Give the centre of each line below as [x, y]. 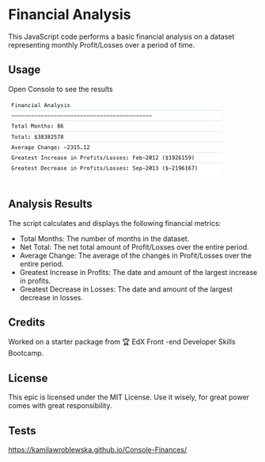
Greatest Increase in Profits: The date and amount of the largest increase [138, 272]
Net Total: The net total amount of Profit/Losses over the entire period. [134, 246]
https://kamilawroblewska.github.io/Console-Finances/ [98, 450]
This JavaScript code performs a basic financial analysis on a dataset [121, 36]
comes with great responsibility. [60, 406]
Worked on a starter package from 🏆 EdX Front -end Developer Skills [122, 342]
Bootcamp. [26, 353]
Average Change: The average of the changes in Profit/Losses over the [135, 255]
